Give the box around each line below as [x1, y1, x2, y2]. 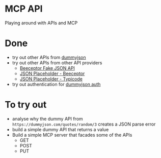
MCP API [5, 3, 43, 15]
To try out [5, 99, 47, 110]
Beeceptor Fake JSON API [19, 65, 75, 71]
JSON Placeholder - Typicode [19, 75, 83, 82]
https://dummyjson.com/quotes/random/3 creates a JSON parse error [12, 121, 156, 127]
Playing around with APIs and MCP [5, 20, 78, 26]
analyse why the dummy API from [12, 115, 84, 122]
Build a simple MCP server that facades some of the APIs [12, 132, 132, 138]
